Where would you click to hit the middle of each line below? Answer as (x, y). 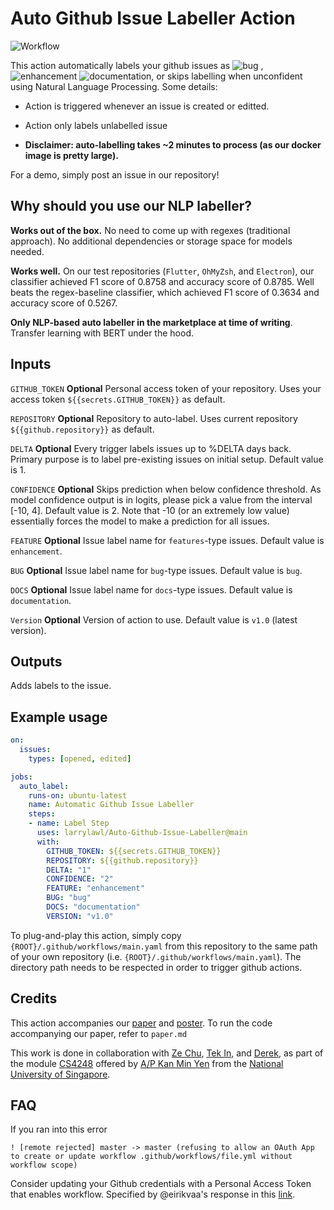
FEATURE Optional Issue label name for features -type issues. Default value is (167, 540)
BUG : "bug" (69, 898)
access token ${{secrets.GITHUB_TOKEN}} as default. (118, 399)
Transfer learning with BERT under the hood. (102, 333)
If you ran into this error (59, 1129)
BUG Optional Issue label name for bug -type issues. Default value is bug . (156, 570)
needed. (27, 251)
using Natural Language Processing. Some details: (114, 86)
